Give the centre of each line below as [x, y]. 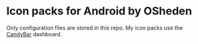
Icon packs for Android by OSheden [99, 11]
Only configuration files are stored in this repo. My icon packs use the [95, 28]
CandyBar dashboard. [34, 34]
